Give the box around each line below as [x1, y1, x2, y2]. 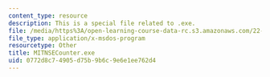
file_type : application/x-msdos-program [8, 34, 146, 43]
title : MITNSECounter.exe [8, 49, 95, 57]
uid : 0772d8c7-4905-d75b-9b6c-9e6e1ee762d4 [8, 57, 157, 65]
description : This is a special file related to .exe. [8, 19, 196, 27]
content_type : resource [8, 11, 88, 20]
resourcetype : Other [8, 42, 78, 50]
